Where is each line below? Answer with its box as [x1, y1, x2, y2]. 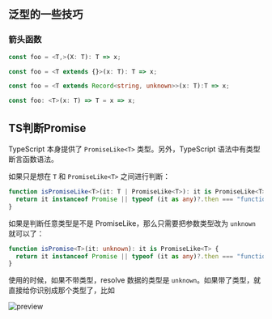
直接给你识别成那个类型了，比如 [8, 286, 115, 296]
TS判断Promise [8, 121, 87, 135]
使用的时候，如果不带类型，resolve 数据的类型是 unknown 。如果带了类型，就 [8, 275, 261, 285]
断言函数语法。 [8, 155, 58, 164]
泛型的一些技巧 [8, 7, 83, 22]
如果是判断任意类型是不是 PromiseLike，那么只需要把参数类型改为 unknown [8, 218, 257, 228]
